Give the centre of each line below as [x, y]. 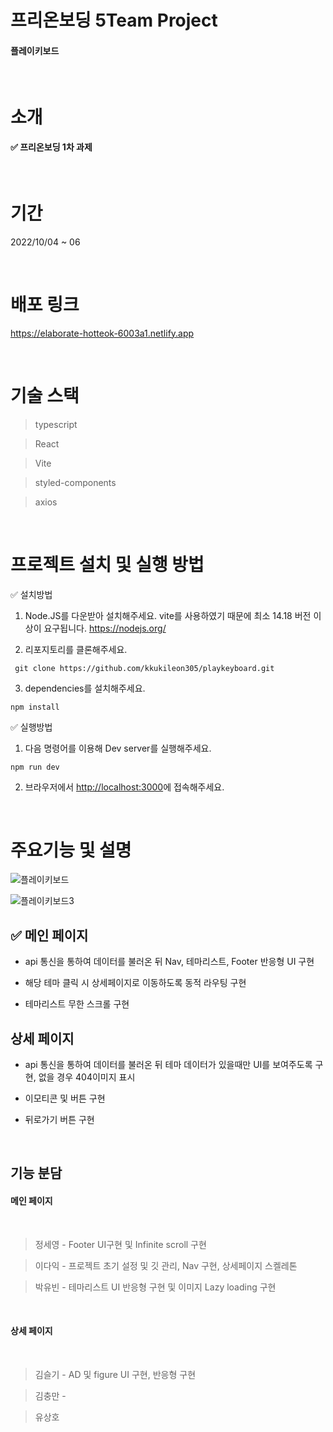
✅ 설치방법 [31, 594]
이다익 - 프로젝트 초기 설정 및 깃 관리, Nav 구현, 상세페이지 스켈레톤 [166, 1265]
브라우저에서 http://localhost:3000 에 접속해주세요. [124, 787]
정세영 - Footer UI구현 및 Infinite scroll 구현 [120, 1244]
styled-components [75, 482]
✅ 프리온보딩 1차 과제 [51, 147]
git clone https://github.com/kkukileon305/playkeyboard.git [144, 668]
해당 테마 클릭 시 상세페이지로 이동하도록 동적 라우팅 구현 [135, 983]
